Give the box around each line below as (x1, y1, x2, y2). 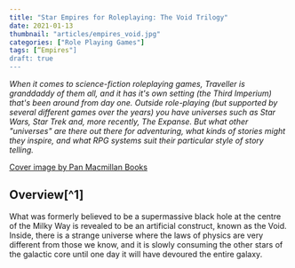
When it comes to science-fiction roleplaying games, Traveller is (9, 79, 246, 89)
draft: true (9, 54, 53, 63)
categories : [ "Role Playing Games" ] (9, 37, 145, 47)
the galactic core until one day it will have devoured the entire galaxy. (9, 248, 263, 259)
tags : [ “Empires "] (9, 46, 77, 55)
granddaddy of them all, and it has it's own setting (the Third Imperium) (9, 88, 273, 99)
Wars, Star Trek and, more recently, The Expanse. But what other (9, 116, 249, 127)
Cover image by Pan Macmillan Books (9, 162, 148, 172)
